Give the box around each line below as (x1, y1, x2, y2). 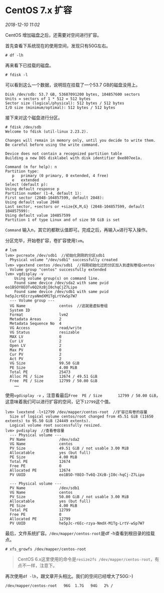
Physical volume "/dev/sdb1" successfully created (10, 257, 118, 262)
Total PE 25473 (10, 369, 71, 375)
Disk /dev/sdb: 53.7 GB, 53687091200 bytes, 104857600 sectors (5, 92, 140, 97)
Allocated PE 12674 (10, 467, 71, 473)
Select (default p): (5, 182, 49, 187)
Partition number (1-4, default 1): (5, 191, 82, 196)
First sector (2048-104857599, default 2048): (5, 195, 104, 200)
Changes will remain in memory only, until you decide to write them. (5, 138, 156, 143)
